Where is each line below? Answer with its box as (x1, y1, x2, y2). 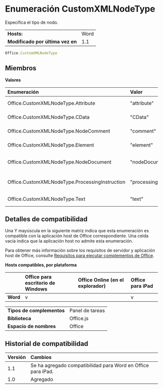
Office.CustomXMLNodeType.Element (7, 142, 94, 148)
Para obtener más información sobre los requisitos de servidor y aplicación (5, 247, 155, 253)
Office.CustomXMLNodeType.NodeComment (7, 128, 111, 134)
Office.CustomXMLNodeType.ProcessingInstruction (7, 178, 126, 185)
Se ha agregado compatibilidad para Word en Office (31, 362, 149, 369)
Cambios (31, 354, 52, 361)
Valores (5, 77, 21, 83)
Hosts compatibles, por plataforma (5, 262, 77, 268)
